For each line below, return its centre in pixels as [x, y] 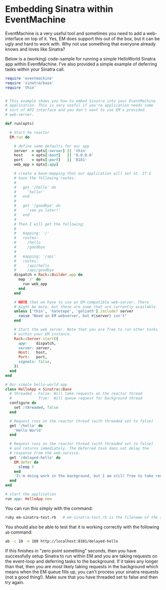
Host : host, [33, 353]
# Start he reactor [30, 132]
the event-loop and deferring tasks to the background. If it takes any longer [82, 561]
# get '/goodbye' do [37, 206]
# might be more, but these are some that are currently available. [86, 307]
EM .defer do [26, 462]
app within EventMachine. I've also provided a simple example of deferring [81, 64]
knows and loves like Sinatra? [35, 49]
